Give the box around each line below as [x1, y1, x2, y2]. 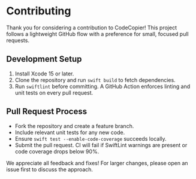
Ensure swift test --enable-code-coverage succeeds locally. [14, 135, 167, 142]
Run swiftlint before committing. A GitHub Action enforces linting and [14, 83, 191, 90]
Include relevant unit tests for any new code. [14, 129, 125, 136]
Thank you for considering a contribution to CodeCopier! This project [6, 24, 177, 31]
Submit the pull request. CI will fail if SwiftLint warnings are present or [14, 141, 188, 148]
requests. [6, 37, 30, 44]
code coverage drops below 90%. [14, 148, 99, 155]
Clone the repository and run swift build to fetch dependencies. [14, 76, 176, 83]
